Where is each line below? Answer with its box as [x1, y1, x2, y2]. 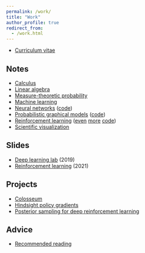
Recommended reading [14, 240, 72, 248]
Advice [6, 225, 33, 235]
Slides [6, 140, 29, 150]
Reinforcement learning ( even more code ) [14, 117, 117, 124]
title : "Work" [6, 14, 41, 20]
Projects [6, 179, 38, 189]
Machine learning [14, 98, 57, 105]
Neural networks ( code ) [14, 104, 72, 111]
